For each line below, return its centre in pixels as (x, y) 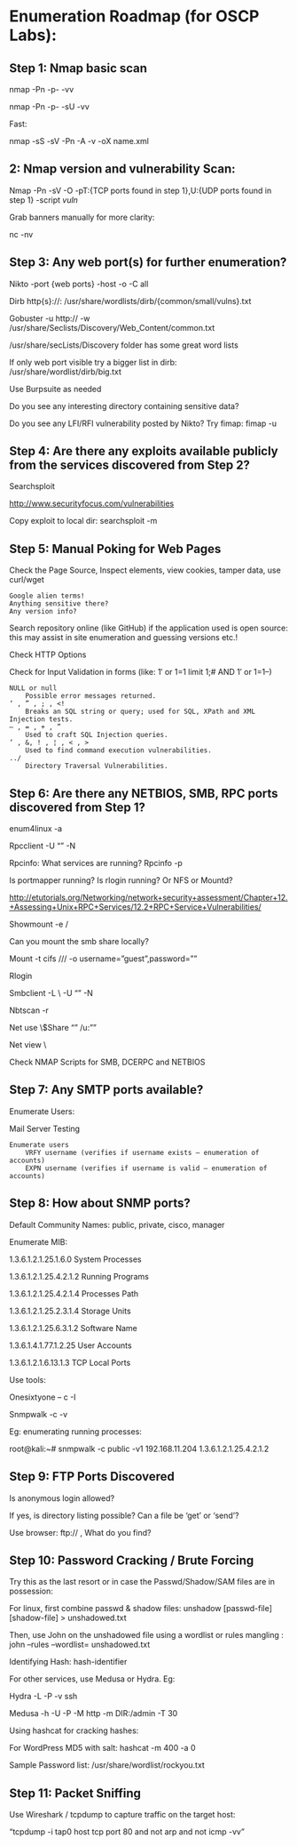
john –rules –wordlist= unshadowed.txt (80, 1645)
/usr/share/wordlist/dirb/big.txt (66, 372)
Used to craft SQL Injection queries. (97, 735)
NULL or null (33, 688)
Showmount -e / (39, 924)
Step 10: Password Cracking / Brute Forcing (132, 1560)
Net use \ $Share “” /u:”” (53, 1028)
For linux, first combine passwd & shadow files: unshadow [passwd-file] (141, 1609)
